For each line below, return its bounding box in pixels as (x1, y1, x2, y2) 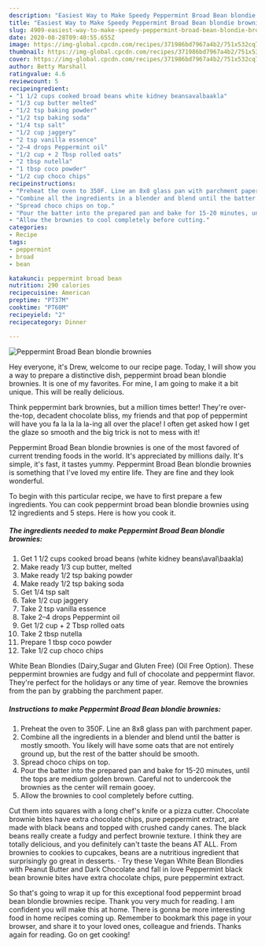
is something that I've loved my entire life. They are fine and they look (9, 467, 234, 477)
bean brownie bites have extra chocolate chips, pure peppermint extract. (9, 873, 245, 883)
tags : (9, 238, 27, 246)
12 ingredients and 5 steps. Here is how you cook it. (9, 508, 176, 518)
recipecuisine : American (9, 289, 90, 297)
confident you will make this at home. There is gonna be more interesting (9, 905, 245, 915)
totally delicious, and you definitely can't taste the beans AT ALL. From (9, 839, 237, 849)
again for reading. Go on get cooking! (9, 930, 131, 940)
